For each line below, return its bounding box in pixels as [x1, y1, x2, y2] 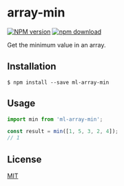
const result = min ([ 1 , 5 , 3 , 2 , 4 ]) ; [7, 128, 118, 135]
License [7, 153, 42, 165]
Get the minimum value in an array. [7, 40, 106, 49]
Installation [7, 60, 56, 73]
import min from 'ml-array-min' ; [7, 115, 103, 123]
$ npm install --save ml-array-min [7, 79, 110, 86]
